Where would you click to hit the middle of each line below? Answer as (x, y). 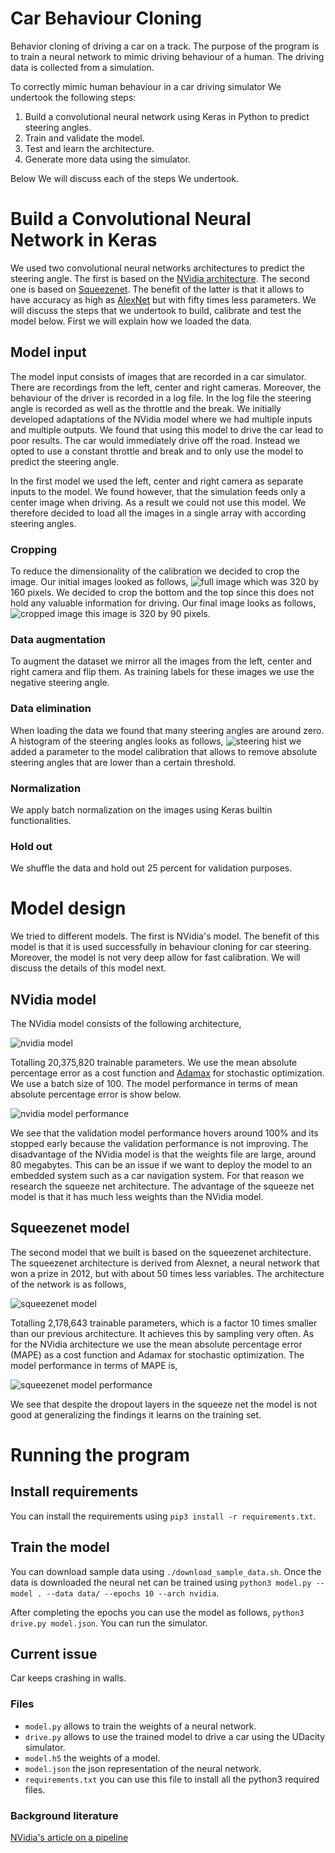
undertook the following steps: (73, 97)
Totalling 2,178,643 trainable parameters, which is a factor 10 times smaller (164, 1323)
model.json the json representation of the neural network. (143, 1768)
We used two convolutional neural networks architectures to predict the (157, 268)
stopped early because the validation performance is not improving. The (159, 1143)
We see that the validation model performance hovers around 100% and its (164, 1133)
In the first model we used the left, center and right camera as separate (157, 481)
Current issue (54, 1653)
